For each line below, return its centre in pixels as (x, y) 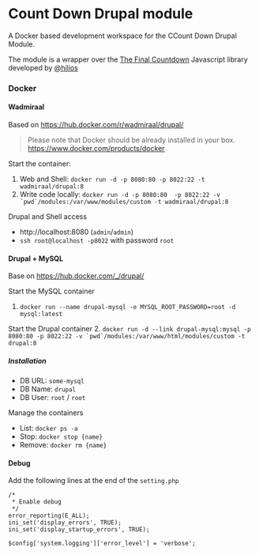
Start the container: (39, 164)
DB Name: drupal (48, 389)
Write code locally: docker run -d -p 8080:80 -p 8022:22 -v (120, 194)
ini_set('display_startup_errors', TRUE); (79, 530)
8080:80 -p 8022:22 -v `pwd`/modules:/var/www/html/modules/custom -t (127, 337)
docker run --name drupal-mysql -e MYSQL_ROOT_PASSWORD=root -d (128, 308)
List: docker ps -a (49, 429)
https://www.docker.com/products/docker (96, 149)
